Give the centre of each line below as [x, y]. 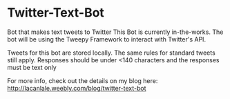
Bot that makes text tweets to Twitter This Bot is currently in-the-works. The [115, 32]
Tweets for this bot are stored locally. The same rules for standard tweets [111, 53]
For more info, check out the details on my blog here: [83, 80]
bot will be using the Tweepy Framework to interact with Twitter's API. [106, 39]
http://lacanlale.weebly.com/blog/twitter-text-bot [77, 88]
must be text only [32, 67]
